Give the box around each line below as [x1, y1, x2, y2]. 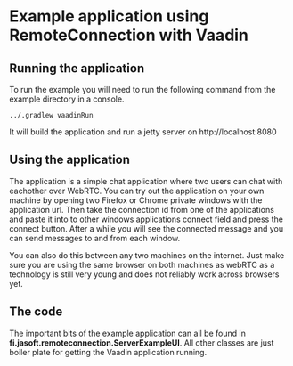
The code [9, 305, 63, 320]
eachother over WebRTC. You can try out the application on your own [9, 185, 265, 196]
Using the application [9, 152, 131, 167]
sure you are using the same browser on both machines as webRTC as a [9, 259, 275, 270]
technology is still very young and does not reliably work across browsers [9, 269, 280, 280]
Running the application [9, 61, 145, 76]
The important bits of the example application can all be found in [9, 328, 247, 338]
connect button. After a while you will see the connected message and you [9, 223, 283, 233]
